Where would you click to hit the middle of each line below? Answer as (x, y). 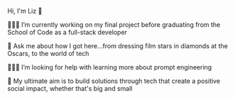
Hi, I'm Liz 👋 (25, 11)
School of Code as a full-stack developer (67, 32)
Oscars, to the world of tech (48, 54)
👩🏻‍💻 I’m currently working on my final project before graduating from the (114, 24)
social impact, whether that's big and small (70, 88)
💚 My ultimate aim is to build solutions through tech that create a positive (114, 81)
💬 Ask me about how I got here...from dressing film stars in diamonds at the (118, 46)
